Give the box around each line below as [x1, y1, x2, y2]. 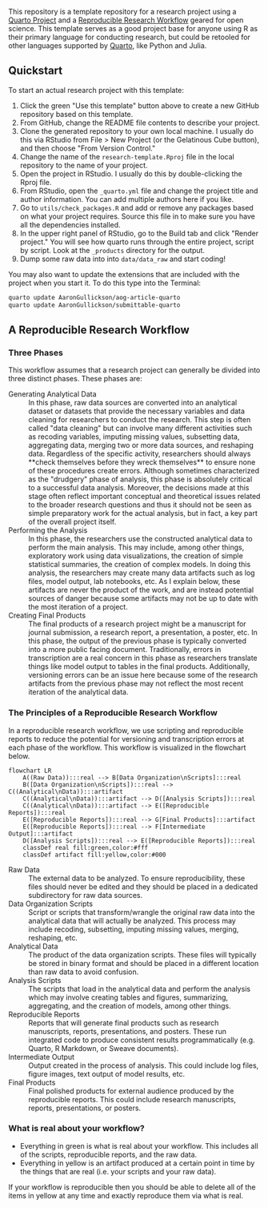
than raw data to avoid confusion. [28, 967, 139, 976]
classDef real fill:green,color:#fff [22, 844, 149, 852]
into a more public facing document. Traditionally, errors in [28, 645, 222, 654]
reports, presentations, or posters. [28, 1103, 142, 1113]
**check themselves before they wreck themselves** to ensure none [28, 457, 256, 467]
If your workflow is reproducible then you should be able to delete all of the [8, 1182, 256, 1192]
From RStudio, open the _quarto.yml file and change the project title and [19, 186, 258, 195]
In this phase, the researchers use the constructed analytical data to [28, 534, 254, 544]
